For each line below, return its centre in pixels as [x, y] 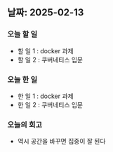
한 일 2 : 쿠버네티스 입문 [50, 104]
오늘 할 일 [22, 34]
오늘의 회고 [25, 125]
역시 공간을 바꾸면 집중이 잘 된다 [61, 141]
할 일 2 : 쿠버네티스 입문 [50, 60]
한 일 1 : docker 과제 [45, 96]
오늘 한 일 [22, 79]
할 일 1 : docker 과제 [45, 50]
